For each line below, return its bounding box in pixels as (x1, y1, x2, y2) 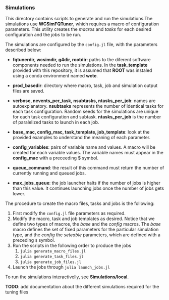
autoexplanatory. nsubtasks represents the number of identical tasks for (12, 103, 164, 109)
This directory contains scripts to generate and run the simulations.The (5, 16, 153, 22)
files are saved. (12, 88, 44, 94)
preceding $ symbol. (12, 237, 55, 243)
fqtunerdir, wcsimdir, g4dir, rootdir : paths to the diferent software (12, 57, 151, 63)
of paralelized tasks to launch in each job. (12, 119, 99, 125)
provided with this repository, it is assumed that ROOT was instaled (12, 67, 152, 73)
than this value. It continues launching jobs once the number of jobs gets (12, 185, 164, 191)
